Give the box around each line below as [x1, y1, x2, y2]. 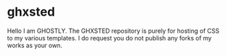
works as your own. [7, 41, 63, 49]
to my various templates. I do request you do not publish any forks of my [7, 33, 212, 42]
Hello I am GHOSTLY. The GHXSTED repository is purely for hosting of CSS [7, 27, 220, 35]
